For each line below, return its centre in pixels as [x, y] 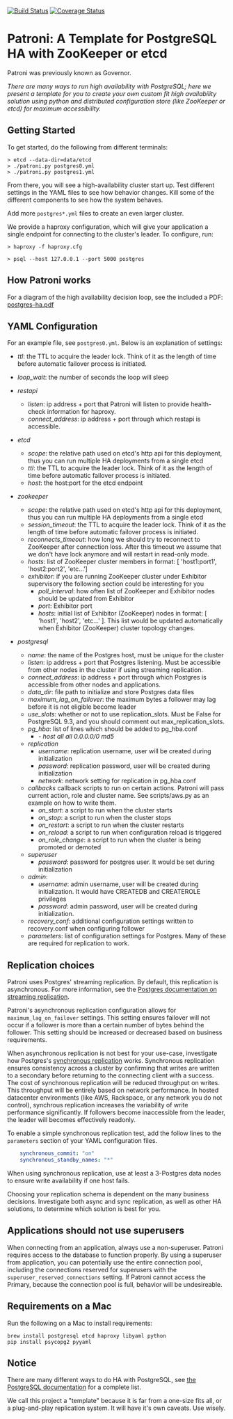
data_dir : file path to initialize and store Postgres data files [111, 692]
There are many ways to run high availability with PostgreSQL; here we [109, 86]
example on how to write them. [72, 803]
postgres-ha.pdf [31, 304]
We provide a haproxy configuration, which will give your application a [108, 227]
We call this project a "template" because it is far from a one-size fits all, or [115, 1401]
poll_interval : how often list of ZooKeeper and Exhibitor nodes [127, 591]
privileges [52, 899]
